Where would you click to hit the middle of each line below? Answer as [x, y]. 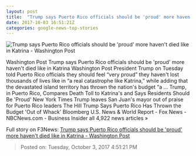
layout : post [22, 11]
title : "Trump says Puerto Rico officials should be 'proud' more [90, 17]
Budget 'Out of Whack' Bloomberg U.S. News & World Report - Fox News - [96, 112]
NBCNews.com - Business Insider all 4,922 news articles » [77, 118]
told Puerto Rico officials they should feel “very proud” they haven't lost [93, 74]
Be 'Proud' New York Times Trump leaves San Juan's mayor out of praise [95, 100]
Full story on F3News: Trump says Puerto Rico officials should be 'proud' [94, 130]
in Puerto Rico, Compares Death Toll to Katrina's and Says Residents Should [98, 93]
